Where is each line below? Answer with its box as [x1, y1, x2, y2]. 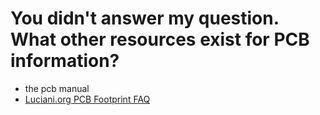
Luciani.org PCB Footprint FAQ [24, 93, 151, 105]
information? [10, 50, 120, 72]
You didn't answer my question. [10, 7, 280, 30]
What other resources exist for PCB [10, 28, 310, 51]
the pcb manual [24, 82, 90, 94]
